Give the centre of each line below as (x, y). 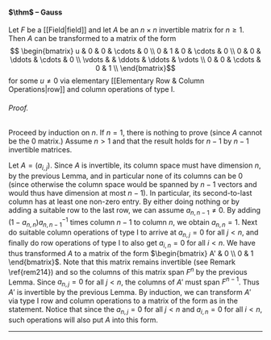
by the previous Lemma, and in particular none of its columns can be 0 (126, 176)
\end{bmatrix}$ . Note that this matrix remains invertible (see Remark (122, 262)
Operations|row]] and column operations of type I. (92, 89)
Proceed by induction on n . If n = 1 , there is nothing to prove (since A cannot (135, 133)
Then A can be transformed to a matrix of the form (92, 39)
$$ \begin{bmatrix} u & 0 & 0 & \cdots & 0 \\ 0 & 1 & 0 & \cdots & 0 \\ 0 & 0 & (135, 51)
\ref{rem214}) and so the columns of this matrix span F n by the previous (128, 271)
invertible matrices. (40, 150)
